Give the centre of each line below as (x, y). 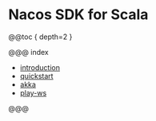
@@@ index (29, 52)
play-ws (33, 92)
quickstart (36, 76)
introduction (40, 67)
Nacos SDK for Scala (78, 15)
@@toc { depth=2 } (40, 37)
